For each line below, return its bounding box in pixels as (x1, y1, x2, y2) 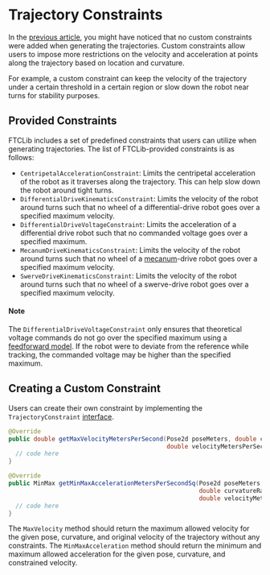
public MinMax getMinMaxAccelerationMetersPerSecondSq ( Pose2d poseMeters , (8, 479, 264, 488)
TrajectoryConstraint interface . (8, 412, 114, 421)
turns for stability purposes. (8, 90, 100, 100)
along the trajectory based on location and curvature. (8, 58, 185, 68)
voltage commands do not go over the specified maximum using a (8, 333, 227, 342)
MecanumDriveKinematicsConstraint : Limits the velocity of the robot (19, 245, 241, 254)
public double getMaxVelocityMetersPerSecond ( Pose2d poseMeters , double (8, 435, 257, 443)
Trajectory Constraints (8, 6, 163, 24)
